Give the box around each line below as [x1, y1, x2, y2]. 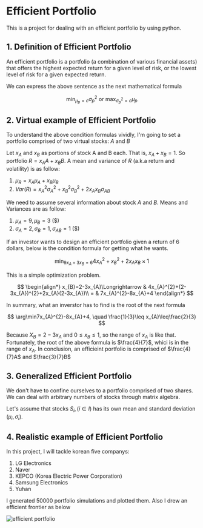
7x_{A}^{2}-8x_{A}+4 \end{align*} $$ [100, 289, 194, 297]
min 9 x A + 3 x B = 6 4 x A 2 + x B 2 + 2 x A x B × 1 [54, 256, 150, 267]
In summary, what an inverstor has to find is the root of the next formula [6, 301, 185, 308]
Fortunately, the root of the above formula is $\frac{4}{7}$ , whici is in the [6, 339, 189, 346]
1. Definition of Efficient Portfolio [6, 42, 131, 52]
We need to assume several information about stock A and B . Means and [6, 199, 188, 206]
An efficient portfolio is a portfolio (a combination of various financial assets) [6, 58, 198, 65]
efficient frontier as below [6, 504, 71, 511]
